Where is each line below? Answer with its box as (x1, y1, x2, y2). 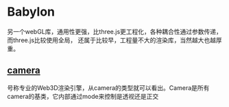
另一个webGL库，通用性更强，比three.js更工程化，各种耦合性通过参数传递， (7, 27, 223, 35)
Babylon (7, 4, 56, 20)
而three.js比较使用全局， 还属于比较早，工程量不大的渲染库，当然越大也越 (7, 35, 216, 44)
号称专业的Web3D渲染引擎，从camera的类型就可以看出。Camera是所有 (7, 83, 210, 92)
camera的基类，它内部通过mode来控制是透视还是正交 (7, 92, 159, 100)
